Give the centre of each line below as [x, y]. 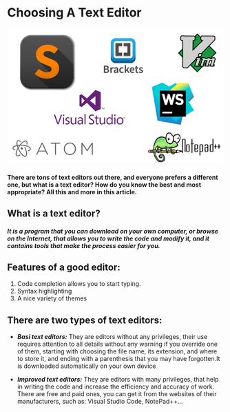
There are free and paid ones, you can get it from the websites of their [117, 394]
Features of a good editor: [64, 267]
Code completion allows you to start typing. [79, 284]
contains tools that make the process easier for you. [84, 245]
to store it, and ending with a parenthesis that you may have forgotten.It [118, 359]
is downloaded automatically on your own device [86, 366]
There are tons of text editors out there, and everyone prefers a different [113, 177]
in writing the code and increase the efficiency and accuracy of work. [116, 387]
